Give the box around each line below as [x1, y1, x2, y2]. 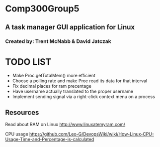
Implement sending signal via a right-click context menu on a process [12, 94, 155, 100]
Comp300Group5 [5, 3, 80, 14]
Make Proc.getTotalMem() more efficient [12, 73, 96, 79]
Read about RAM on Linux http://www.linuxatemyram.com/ [5, 122, 126, 128]
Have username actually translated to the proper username [12, 88, 133, 95]
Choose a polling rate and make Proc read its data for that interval [12, 78, 148, 84]
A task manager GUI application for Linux [5, 23, 135, 31]
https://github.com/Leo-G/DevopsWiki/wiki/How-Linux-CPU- [29, 131, 154, 137]
